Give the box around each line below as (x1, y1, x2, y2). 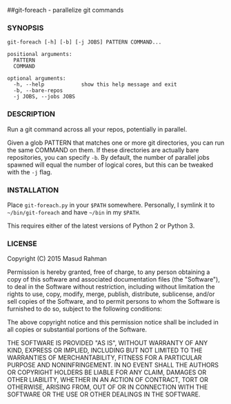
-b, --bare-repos (13, 87, 63, 94)
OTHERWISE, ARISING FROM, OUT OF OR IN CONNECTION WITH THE (7, 383, 208, 392)
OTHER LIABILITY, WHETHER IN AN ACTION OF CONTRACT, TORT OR (7, 376, 208, 384)
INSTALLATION (7, 185, 59, 194)
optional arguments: (7, 75, 67, 82)
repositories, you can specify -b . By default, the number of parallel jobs (7, 153, 210, 161)
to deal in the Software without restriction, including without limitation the (7, 283, 215, 291)
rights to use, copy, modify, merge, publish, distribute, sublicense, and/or (7, 290, 215, 298)
